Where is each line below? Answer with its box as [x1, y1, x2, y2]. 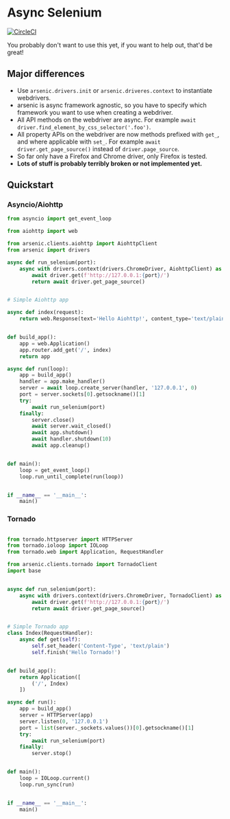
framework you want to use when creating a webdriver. [16, 108, 173, 116]
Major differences [7, 68, 85, 80]
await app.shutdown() [31, 429, 94, 436]
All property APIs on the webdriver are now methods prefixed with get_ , [16, 130, 220, 138]
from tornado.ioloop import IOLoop [7, 542, 109, 549]
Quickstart [7, 179, 54, 191]
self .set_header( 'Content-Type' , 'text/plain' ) [31, 642, 170, 650]
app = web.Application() [19, 340, 90, 347]
